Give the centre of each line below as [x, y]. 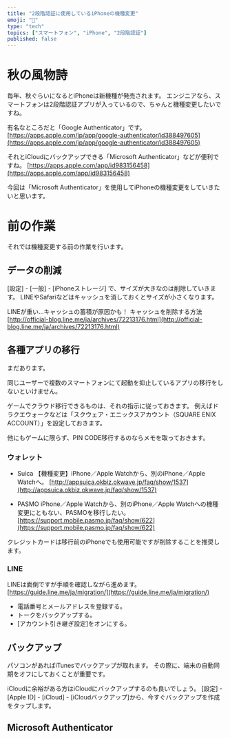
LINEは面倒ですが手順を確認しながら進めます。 [74, 584]
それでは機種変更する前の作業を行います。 [67, 246]
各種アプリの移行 [43, 350]
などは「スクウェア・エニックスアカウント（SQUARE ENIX [133, 414]
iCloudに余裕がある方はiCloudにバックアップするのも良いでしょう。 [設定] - [115, 688]
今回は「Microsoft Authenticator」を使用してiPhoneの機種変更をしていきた [114, 187]
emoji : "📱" [23, 20]
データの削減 [34, 270]
